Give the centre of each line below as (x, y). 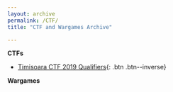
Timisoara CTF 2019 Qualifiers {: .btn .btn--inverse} (92, 67)
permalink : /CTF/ (33, 21)
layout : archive (31, 14)
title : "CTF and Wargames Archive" (60, 27)
